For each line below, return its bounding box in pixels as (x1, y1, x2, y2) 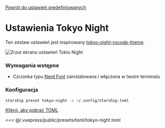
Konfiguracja (5, 87, 38, 94)
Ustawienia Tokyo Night (5, 23, 109, 34)
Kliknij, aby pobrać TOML (5, 107, 59, 113)
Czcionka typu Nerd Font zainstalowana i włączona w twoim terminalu (12, 74, 160, 80)
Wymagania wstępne (5, 61, 59, 69)
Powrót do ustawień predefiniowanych (5, 5, 86, 10)
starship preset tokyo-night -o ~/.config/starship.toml (5, 98, 129, 103)
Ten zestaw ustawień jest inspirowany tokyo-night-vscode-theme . (5, 39, 145, 45)
